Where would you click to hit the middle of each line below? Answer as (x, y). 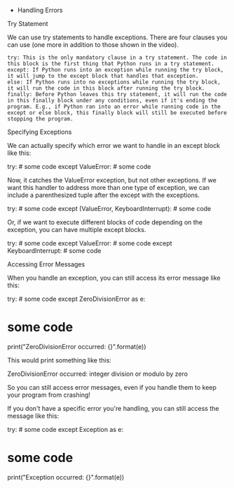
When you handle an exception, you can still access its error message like (114, 278)
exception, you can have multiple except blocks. (77, 230)
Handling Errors (40, 10)
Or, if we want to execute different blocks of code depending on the (105, 222)
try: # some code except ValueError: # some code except (90, 243)
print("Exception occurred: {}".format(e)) (66, 477)
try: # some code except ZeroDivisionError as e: (76, 299)
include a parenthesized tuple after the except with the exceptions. (104, 195)
